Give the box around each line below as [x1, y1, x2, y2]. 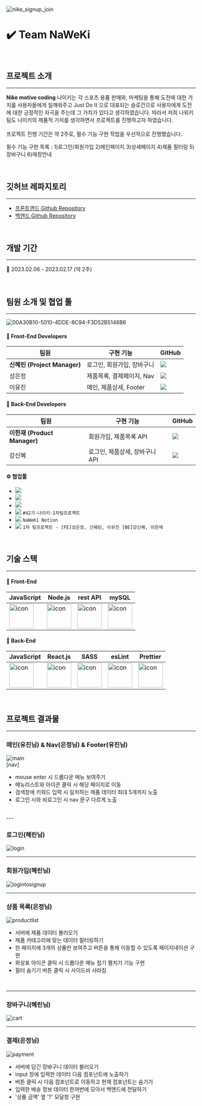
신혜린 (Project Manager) [9, 360, 81, 369]
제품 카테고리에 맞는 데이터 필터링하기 [14, 937, 104, 944]
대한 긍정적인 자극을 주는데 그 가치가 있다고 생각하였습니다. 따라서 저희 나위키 [12, 108, 194, 116]
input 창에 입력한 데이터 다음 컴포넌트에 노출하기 [14, 1070, 129, 1078]
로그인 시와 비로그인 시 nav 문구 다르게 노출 [14, 796, 117, 803]
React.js [47, 653, 71, 661]
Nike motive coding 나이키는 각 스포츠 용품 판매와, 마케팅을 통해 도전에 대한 [6, 93, 187, 101]
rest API [78, 593, 102, 602]
